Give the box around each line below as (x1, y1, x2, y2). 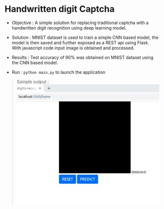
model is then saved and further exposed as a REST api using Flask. (11, 39, 149, 45)
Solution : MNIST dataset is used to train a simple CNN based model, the (11, 34, 159, 40)
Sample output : (16, 79, 49, 85)
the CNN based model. (11, 60, 58, 65)
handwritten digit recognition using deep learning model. (11, 25, 127, 30)
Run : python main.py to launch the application (11, 69, 106, 75)
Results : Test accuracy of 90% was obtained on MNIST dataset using (11, 54, 154, 60)
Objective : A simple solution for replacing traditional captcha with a (11, 20, 149, 26)
